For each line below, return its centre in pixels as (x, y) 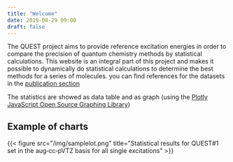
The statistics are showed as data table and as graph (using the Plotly (108, 97)
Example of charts (48, 126)
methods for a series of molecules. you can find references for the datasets (116, 76)
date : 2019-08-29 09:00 (42, 20)
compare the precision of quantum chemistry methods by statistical (105, 54)
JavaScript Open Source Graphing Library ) (69, 105)
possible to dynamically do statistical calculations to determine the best (110, 69)
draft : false (26, 27)
